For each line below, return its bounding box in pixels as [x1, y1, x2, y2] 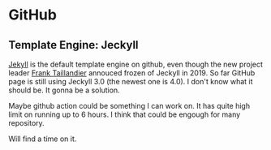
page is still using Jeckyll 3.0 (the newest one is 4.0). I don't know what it [8, 77, 253, 86]
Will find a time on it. [8, 134, 77, 144]
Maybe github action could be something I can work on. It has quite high [8, 101, 250, 110]
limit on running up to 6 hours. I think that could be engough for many [8, 109, 241, 119]
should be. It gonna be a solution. [8, 85, 120, 95]
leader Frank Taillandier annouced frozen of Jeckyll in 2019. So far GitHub [8, 68, 256, 78]
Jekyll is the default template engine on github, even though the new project [8, 59, 264, 69]
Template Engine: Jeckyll [8, 38, 140, 52]
